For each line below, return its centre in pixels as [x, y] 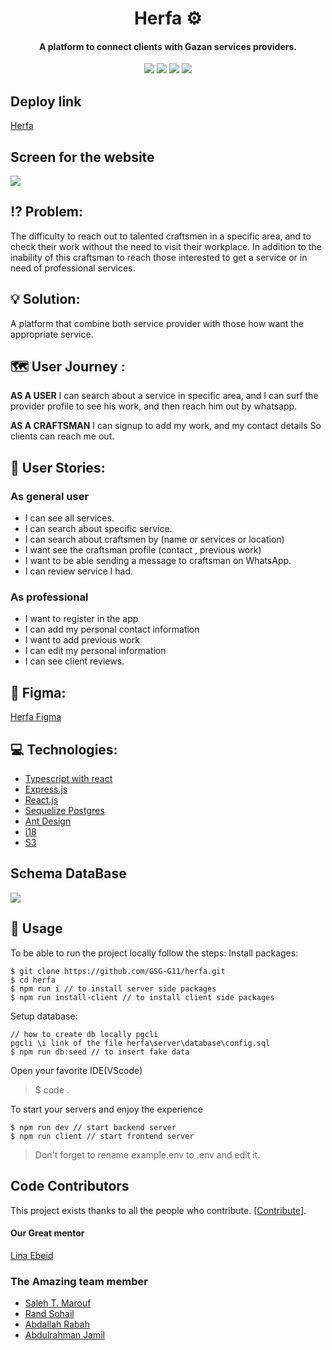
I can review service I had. [79, 571]
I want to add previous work [82, 640]
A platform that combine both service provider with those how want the [157, 323]
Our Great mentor [47, 1233]
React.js [41, 800]
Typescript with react [68, 779]
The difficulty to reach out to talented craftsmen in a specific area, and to [161, 236]
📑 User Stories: [58, 467]
